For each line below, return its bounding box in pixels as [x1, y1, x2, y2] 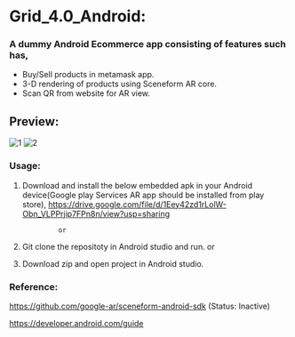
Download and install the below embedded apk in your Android [21, 180, 253, 190]
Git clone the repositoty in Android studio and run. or [21, 241, 215, 252]
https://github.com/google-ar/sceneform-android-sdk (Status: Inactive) [9, 301, 271, 311]
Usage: [9, 160, 42, 173]
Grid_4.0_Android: [9, 6, 147, 27]
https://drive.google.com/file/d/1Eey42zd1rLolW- [48, 198, 227, 210]
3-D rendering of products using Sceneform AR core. [21, 78, 218, 90]
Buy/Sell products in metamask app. [21, 69, 155, 80]
